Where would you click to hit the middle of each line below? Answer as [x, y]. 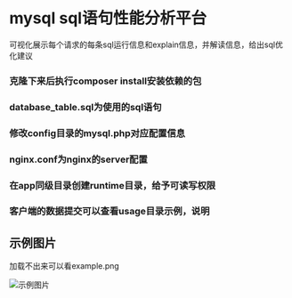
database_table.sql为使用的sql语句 [85, 107]
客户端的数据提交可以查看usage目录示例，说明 [109, 212]
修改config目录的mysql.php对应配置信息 [97, 133]
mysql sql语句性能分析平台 [108, 18]
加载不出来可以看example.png [65, 266]
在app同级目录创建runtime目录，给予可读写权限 [113, 185]
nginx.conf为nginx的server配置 [79, 159]
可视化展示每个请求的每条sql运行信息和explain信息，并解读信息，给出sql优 [146, 44]
